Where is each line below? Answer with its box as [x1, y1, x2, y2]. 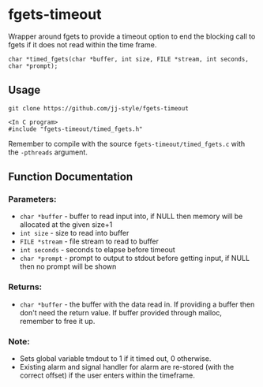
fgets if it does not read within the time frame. [8, 39, 157, 49]
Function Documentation [8, 170, 133, 184]
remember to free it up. [19, 316, 96, 326]
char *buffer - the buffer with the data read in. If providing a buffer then [19, 300, 255, 309]
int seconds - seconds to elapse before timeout [19, 245, 175, 255]
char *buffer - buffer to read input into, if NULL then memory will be [19, 211, 243, 221]
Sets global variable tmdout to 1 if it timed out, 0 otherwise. [19, 354, 212, 363]
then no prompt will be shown [19, 262, 117, 271]
